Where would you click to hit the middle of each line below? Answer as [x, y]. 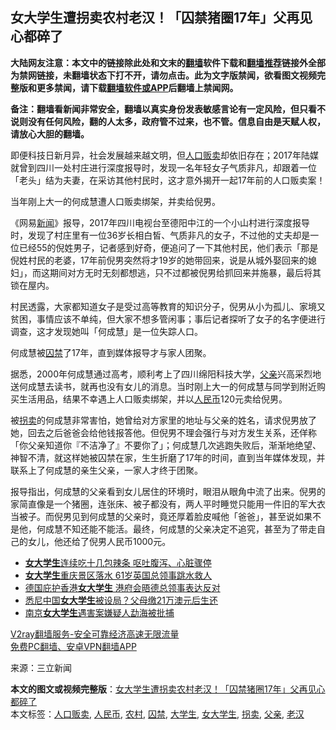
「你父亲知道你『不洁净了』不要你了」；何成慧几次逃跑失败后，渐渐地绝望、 [166, 445]
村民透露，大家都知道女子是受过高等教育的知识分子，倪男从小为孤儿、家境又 [168, 306]
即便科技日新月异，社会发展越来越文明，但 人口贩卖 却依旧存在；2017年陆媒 [164, 155]
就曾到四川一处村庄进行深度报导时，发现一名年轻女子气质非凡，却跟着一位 [163, 167]
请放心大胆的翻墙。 [50, 134]
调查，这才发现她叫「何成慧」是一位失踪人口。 [106, 331]
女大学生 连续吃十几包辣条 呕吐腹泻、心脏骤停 [118, 562]
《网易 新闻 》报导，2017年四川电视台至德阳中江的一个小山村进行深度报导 [160, 222]
